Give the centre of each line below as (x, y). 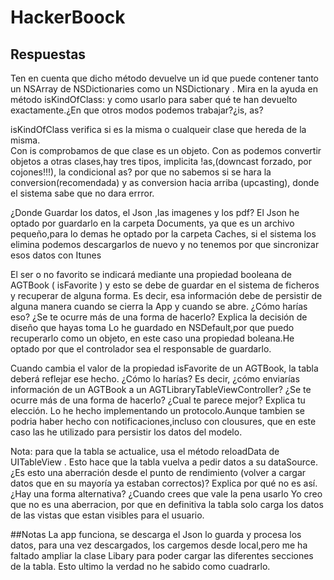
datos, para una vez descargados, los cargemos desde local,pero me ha (159, 545)
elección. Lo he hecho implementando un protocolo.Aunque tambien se (157, 410)
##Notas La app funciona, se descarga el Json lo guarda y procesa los (156, 534)
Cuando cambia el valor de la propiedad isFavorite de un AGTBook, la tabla (164, 368)
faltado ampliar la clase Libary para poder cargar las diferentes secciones (162, 555)
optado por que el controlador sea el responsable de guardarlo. (141, 349)
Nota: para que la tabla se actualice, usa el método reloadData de (145, 451)
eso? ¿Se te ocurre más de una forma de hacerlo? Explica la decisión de (159, 317)
